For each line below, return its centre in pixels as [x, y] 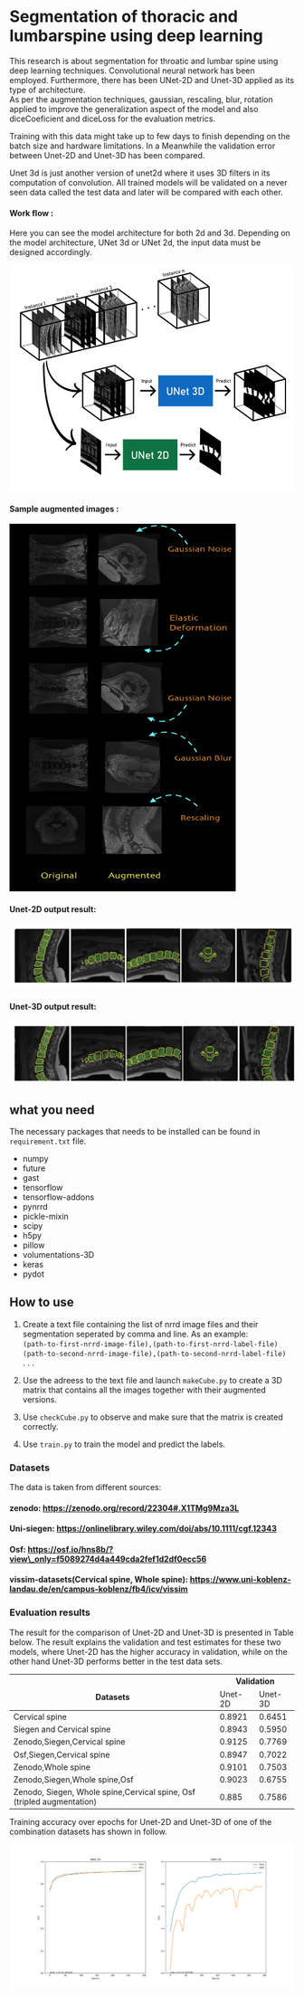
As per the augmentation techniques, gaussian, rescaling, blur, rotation [141, 99]
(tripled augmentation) [55, 1801]
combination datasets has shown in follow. [88, 1831]
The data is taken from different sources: [85, 1487]
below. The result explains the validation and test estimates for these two [145, 1642]
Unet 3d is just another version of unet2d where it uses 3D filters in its [140, 173]
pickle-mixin [46, 1216]
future [34, 1168]
